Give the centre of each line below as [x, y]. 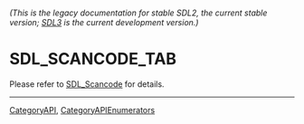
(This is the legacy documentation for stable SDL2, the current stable [138, 13]
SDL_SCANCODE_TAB [93, 58]
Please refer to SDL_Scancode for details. [87, 84]
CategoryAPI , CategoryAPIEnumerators [82, 110]
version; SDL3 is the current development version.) [104, 22]
